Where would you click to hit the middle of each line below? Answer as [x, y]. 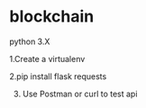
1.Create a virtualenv [47, 58]
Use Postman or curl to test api [80, 94]
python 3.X [30, 41]
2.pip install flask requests [58, 76]
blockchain [52, 17]
